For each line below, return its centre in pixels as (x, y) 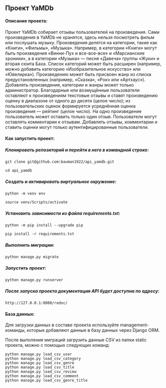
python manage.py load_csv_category (43, 359)
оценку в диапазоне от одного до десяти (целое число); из (68, 100)
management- (134, 325)
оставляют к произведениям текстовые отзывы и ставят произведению (82, 95)
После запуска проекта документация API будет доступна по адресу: (83, 291)
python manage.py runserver (34, 280)
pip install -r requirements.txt (40, 234)
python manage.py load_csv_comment (42, 376)
